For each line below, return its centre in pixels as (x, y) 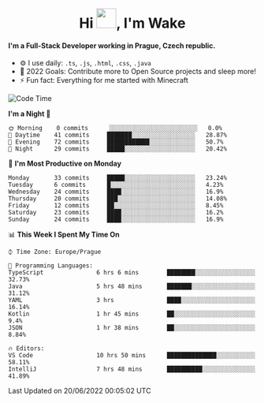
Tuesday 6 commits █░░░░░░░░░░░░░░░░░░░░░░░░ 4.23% (116, 185)
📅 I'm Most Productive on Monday (65, 164)
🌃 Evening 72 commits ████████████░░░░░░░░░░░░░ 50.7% (116, 142)
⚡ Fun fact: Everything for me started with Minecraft (104, 80)
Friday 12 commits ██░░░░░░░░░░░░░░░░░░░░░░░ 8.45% (116, 206)
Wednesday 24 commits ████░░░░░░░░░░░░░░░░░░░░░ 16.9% (116, 192)
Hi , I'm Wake (132, 23)
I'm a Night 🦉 (30, 114)
